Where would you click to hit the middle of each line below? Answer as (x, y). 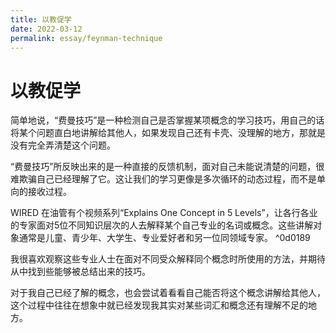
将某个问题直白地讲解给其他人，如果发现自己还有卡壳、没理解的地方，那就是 (168, 133)
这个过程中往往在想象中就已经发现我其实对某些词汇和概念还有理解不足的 (159, 305)
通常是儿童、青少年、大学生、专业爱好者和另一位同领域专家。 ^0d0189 (164, 238)
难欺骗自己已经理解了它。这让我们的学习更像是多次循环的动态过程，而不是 (163, 179)
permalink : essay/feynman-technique (86, 38)
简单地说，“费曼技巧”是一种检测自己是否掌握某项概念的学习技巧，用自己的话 (167, 120)
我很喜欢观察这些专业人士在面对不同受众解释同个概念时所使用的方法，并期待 (168, 259)
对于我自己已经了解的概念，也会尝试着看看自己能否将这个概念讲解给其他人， (168, 293)
